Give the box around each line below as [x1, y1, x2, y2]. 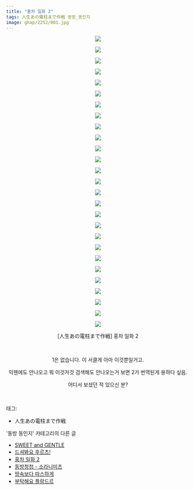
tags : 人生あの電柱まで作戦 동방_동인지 [6, 14, 90, 20]
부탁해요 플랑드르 [14, 478, 54, 485]
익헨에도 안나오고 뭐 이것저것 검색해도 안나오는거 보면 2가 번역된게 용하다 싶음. [8, 369, 188, 376]
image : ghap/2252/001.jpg [6, 19, 69, 25]
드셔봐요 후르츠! [14, 448, 51, 455]
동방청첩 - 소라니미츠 [14, 463, 63, 470]
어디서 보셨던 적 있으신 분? [68, 381, 128, 388]
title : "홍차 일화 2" [6, 8, 54, 15]
